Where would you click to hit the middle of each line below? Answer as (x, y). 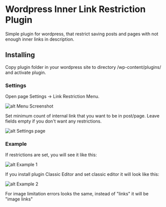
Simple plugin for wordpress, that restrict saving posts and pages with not (82, 34)
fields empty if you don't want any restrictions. (54, 121)
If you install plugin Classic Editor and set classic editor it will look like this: (82, 174)
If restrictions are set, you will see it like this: (51, 155)
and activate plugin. (26, 72)
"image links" (19, 199)
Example (16, 144)
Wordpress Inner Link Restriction (75, 9)
